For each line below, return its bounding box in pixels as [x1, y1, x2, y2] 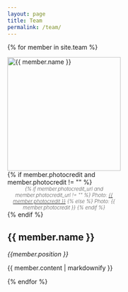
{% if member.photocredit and [7, 171, 95, 179]
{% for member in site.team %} [7, 43, 98, 52]
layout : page [7, 10, 46, 18]
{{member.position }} [7, 250, 69, 259]
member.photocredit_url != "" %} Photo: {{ [15, 192, 113, 199]
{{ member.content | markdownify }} [7, 264, 113, 272]
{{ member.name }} [7, 231, 95, 243]
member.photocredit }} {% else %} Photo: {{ [13, 198, 115, 205]
